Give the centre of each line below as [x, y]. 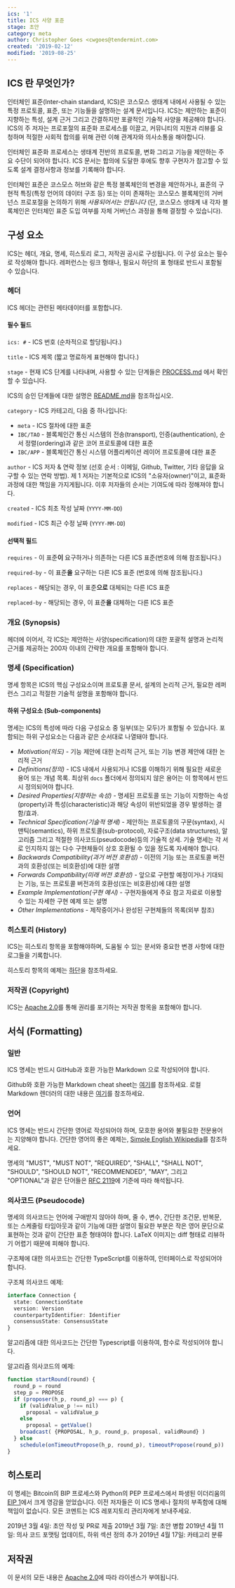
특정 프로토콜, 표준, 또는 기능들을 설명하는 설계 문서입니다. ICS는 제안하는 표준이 [117, 111]
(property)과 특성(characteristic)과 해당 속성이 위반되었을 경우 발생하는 [116, 804]
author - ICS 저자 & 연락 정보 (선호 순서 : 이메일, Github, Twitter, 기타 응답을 [112, 467]
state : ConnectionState [48, 1302]
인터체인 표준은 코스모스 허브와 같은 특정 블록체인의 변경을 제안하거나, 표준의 [112, 184]
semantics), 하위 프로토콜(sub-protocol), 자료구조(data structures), [126, 831]
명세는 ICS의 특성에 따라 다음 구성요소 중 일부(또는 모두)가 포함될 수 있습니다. [113, 728]
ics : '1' [20, 14]
